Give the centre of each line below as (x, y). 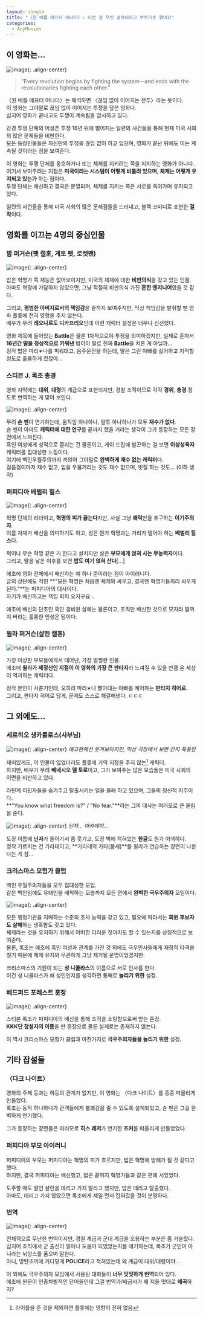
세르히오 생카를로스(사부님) (43, 735)
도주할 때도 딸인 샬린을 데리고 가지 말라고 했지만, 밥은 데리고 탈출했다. (88, 1188)
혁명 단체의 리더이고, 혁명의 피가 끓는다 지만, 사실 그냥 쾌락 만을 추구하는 (90, 518)
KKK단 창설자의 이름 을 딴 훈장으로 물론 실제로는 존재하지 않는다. (82, 1026)
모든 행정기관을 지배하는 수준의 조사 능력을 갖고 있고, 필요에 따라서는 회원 (92, 917)
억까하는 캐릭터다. (34, 675)
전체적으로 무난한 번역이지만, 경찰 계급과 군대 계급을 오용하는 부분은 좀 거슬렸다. (101, 1238)
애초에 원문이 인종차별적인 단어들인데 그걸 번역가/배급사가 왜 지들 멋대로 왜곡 (97, 1281)
